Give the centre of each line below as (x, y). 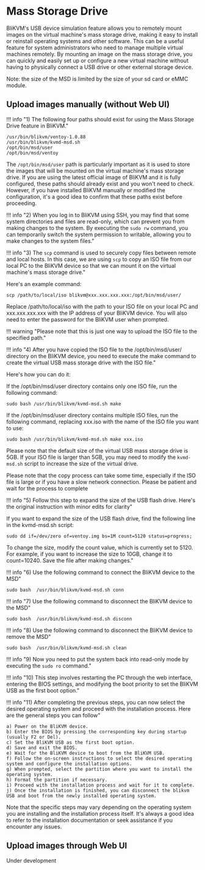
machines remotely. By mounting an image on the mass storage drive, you (99, 54)
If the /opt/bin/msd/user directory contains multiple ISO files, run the (92, 415)
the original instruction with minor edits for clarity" (70, 506)
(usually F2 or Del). (34, 737)
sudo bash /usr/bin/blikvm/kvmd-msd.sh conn (65, 590)
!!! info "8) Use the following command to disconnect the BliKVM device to (100, 630)
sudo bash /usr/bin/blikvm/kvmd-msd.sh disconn (69, 619)
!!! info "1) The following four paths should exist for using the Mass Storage (100, 119)
